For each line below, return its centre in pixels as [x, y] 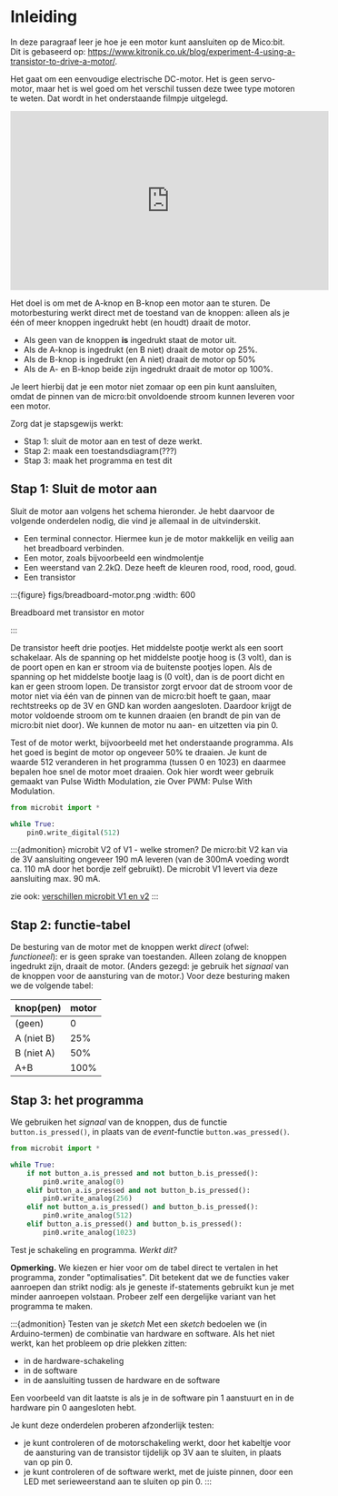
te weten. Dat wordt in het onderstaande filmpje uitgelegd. [119, 98]
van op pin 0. [48, 1461]
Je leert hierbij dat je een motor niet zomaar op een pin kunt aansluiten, [144, 386]
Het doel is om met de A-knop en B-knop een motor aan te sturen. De [140, 303]
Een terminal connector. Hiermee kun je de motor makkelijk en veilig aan [159, 538]
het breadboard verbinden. [74, 548]
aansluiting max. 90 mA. [55, 879]
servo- [263, 78]
